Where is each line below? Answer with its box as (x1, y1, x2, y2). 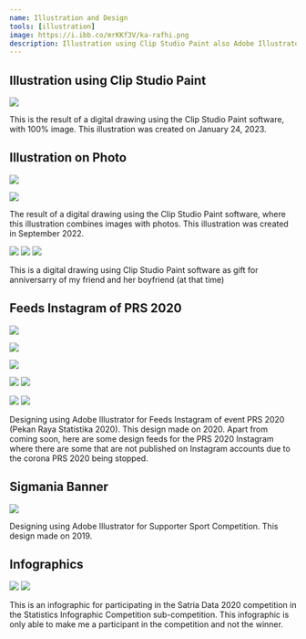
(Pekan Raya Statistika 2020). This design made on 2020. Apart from (9, 424, 269, 435)
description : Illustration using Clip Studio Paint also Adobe (9, 38, 255, 48)
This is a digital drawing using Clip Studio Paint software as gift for (9, 264, 259, 275)
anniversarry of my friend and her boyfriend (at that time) (9, 274, 225, 285)
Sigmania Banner (9, 479, 109, 495)
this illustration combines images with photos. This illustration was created (9, 218, 289, 229)
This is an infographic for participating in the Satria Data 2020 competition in (9, 600, 297, 611)
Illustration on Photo (9, 150, 127, 165)
